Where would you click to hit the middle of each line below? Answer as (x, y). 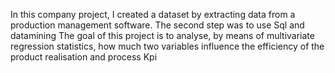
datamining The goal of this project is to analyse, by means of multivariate (162, 35)
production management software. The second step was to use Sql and (157, 25)
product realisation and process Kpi (84, 57)
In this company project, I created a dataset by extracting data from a (153, 14)
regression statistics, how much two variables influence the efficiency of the (167, 46)
